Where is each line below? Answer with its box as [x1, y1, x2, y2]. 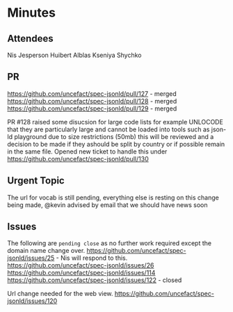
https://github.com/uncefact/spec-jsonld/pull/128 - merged [7, 97, 177, 105]
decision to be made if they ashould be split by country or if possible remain [7, 140, 225, 148]
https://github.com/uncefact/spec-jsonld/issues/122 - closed [7, 276, 182, 284]
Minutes [7, 5, 56, 21]
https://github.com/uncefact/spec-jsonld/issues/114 [7, 269, 156, 277]
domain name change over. [7, 247, 86, 255]
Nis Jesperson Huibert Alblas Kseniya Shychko [7, 51, 142, 59]
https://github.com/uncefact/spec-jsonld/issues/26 [7, 261, 154, 270]
